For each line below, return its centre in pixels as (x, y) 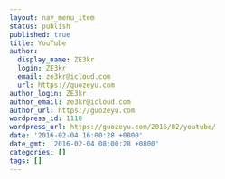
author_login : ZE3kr (48, 93)
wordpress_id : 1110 (46, 118)
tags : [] (26, 160)
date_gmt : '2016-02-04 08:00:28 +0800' (84, 144)
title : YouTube (38, 43)
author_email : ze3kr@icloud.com (70, 102)
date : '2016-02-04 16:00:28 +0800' (76, 136)
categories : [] (38, 152)
